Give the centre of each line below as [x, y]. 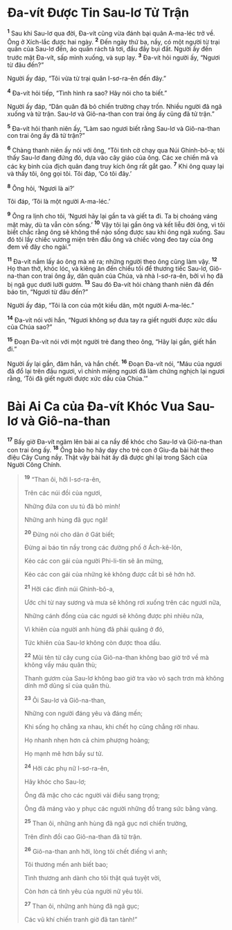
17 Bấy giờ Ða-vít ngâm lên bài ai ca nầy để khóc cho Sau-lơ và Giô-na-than [115, 441]
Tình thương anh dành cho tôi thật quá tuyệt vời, [92, 878]
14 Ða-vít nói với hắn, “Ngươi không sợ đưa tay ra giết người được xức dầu [112, 319]
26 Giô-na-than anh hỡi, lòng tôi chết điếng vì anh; [96, 850]
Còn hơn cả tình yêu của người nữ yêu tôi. [83, 891]
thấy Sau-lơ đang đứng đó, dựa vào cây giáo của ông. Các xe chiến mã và [113, 157]
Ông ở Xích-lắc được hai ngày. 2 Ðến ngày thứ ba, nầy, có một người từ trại [114, 41]
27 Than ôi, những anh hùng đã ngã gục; [82, 905]
